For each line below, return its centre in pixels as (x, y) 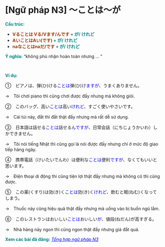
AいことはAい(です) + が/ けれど (45, 40)
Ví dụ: (11, 75)
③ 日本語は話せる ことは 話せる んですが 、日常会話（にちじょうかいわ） (79, 127)
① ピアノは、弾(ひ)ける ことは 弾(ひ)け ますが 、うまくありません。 (73, 85)
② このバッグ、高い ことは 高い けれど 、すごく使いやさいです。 (70, 106)
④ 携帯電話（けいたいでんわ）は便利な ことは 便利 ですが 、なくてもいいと (81, 159)
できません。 (22, 133)
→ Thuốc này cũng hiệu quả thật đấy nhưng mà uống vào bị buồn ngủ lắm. (82, 208)
